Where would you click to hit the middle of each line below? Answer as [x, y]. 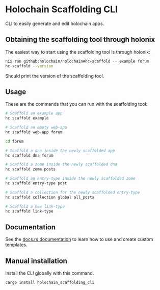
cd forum [15, 141]
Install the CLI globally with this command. [50, 273]
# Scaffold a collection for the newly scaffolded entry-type [73, 192]
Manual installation [36, 261]
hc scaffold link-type [29, 211]
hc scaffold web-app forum [34, 132]
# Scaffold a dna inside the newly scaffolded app [60, 151]
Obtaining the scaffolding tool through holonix [80, 40]
